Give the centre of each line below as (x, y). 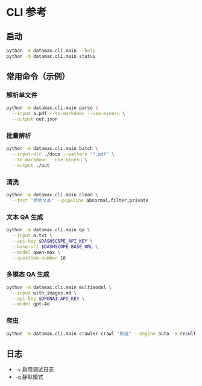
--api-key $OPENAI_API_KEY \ (48, 299)
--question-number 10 (39, 258)
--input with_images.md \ (44, 293)
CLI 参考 (27, 12)
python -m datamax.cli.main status (51, 56)
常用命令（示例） (38, 77)
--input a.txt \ (32, 235)
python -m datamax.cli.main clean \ (52, 195)
